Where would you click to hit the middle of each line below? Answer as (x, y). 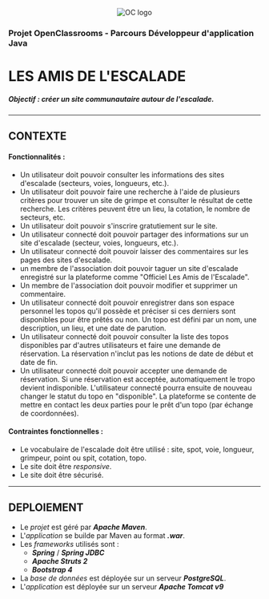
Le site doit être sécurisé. (62, 475)
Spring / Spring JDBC (68, 552)
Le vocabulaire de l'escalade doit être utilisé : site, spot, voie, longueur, (137, 449)
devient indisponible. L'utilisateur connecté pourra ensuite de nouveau (136, 387)
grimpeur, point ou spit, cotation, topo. (83, 458)
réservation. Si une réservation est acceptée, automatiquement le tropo (137, 379)
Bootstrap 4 (52, 569)
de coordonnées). (49, 413)
